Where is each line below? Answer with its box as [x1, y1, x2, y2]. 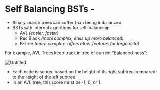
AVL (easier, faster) [19, 30, 59, 36]
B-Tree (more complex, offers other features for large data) [19, 40, 140, 46]
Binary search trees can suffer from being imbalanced [12, 20, 122, 25]
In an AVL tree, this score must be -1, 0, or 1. [12, 79, 102, 85]
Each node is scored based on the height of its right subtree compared [12, 68, 156, 74]
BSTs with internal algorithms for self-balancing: [12, 24, 110, 30]
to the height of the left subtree [12, 74, 76, 80]
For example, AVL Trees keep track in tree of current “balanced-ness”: [5, 50, 147, 56]
